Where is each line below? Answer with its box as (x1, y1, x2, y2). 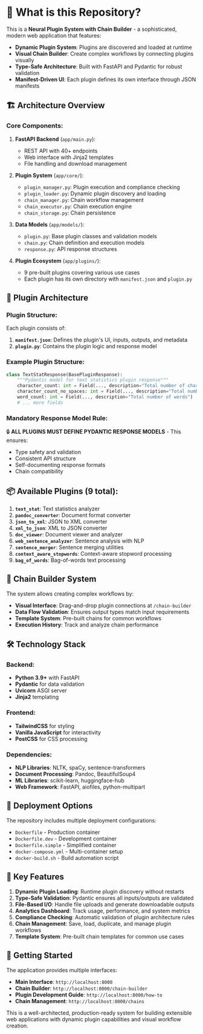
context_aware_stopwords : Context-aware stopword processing (14, 550, 172, 557)
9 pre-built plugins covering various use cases (24, 268, 140, 276)
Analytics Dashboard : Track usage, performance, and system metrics (14, 907, 190, 914)
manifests (14, 82, 40, 89)
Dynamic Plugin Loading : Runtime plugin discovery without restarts (14, 888, 184, 895)
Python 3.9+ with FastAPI (14, 674, 80, 681)
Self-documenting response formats (14, 461, 106, 469)
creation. (6, 1022, 28, 1029)
